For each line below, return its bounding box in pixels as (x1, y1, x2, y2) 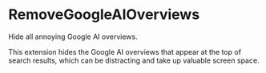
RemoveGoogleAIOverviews (8, 6, 200, 24)
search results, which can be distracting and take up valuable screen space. (8, 56, 260, 65)
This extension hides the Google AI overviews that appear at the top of (8, 47, 242, 56)
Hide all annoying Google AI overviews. (8, 32, 138, 41)
